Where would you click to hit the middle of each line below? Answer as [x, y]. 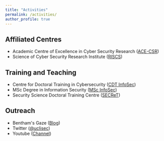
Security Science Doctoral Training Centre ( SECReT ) [66, 95]
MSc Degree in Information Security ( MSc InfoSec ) [65, 90]
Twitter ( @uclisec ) [31, 128]
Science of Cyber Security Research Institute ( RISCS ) [67, 57]
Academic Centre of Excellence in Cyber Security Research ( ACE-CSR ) [85, 51]
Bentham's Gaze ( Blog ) [36, 122]
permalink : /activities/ [31, 14]
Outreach [20, 111]
